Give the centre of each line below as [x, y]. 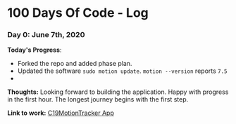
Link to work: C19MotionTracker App [61, 113]
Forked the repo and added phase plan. [75, 64]
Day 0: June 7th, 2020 [46, 35]
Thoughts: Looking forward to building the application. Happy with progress [118, 92]
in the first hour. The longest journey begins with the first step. [98, 99]
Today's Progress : [35, 50]
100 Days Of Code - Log [78, 13]
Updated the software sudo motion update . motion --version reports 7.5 [122, 71]
